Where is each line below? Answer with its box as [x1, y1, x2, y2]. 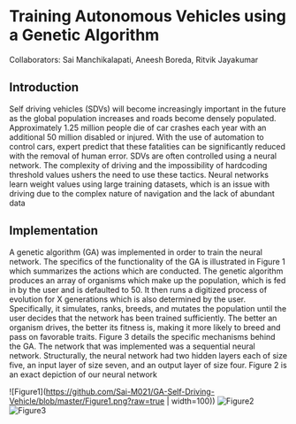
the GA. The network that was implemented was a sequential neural [9, 341, 256, 351]
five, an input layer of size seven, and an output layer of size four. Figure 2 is [9, 359, 287, 370]
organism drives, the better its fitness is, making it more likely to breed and [9, 321, 281, 333]
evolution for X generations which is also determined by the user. [9, 294, 247, 305]
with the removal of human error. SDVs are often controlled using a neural [9, 150, 277, 161]
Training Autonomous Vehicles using [9, 6, 287, 27]
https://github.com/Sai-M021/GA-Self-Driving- [45, 386, 215, 397]
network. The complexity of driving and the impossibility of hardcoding [9, 159, 268, 170]
